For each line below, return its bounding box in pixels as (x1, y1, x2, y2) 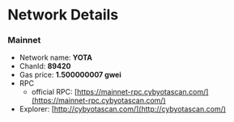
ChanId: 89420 (19, 61, 71, 71)
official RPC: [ (31, 87, 78, 97)
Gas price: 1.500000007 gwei (19, 70, 122, 80)
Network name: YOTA (19, 53, 93, 62)
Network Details (7, 6, 119, 24)
